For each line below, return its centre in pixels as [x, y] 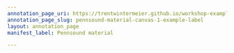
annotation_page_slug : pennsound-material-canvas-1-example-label [106, 20]
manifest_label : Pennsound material [60, 33]
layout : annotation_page [43, 26]
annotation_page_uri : [39, 13]
